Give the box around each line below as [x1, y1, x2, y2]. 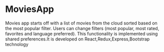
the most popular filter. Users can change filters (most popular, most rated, [5, 25, 159, 31]
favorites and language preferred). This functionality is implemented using [5, 30, 158, 36]
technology [5, 41, 28, 47]
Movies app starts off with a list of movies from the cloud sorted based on [5, 20, 157, 26]
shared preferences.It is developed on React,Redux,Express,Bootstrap [5, 36, 150, 42]
